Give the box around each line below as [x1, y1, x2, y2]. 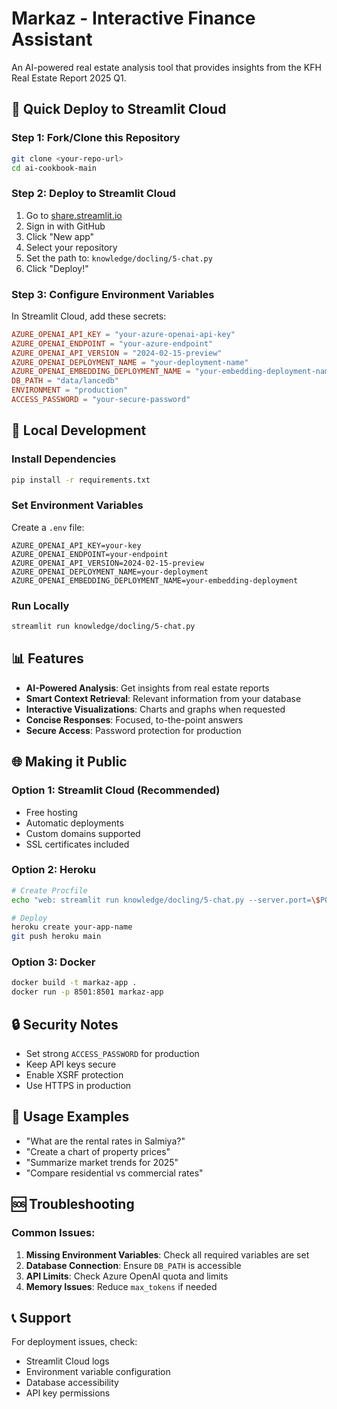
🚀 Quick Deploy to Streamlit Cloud [11, 101, 227, 118]
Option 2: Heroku [11, 863, 97, 877]
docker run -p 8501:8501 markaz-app [11, 987, 164, 997]
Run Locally [11, 598, 70, 612]
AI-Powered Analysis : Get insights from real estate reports [25, 682, 270, 694]
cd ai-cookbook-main [11, 163, 98, 173]
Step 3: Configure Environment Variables [11, 287, 215, 301]
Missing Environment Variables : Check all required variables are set [25, 1248, 310, 1261]
